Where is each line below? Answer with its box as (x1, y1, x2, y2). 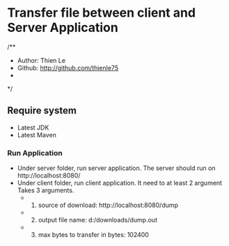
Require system (7, 105, 77, 116)
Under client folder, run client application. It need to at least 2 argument (17, 179, 223, 187)
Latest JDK (17, 123, 49, 132)
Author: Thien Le (17, 56, 66, 64)
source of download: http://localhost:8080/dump (38, 201, 179, 210)
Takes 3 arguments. (17, 186, 74, 194)
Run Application (7, 148, 63, 157)
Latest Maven (17, 130, 57, 139)
